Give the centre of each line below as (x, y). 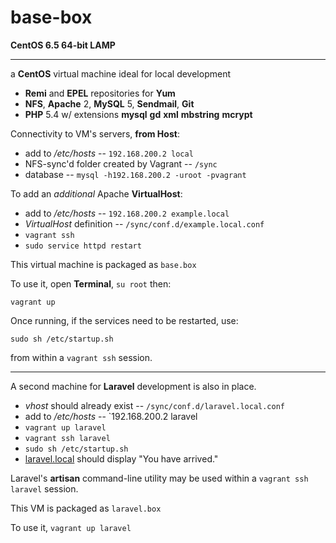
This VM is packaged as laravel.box (86, 508)
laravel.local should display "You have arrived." (121, 458)
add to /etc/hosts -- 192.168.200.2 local (109, 153)
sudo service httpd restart (83, 246)
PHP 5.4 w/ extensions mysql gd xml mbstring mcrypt (138, 114)
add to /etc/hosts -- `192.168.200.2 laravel (111, 416)
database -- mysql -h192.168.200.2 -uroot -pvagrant (135, 174)
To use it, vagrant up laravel (71, 527)
